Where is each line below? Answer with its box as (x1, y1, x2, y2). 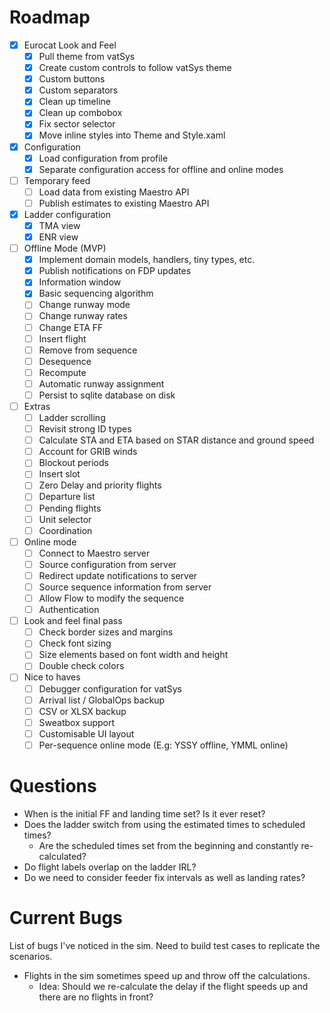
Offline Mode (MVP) (23, 242, 107, 255)
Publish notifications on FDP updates (38, 265, 192, 277)
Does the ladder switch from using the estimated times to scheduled (23, 818, 306, 830)
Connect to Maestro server (38, 547, 151, 559)
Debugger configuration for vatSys (38, 682, 182, 695)
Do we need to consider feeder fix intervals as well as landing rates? (23, 871, 306, 883)
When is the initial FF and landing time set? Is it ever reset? (23, 807, 266, 820)
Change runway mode (38, 299, 131, 311)
